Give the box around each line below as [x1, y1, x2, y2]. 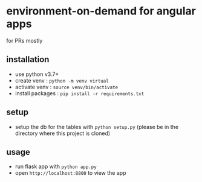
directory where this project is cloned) [15, 130, 111, 137]
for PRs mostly [6, 37, 43, 44]
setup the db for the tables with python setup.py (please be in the [15, 123, 179, 130]
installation [6, 54, 50, 64]
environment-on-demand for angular [6, 4, 197, 18]
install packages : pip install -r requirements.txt [15, 89, 145, 97]
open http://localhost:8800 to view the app [15, 169, 126, 177]
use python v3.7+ [15, 71, 59, 78]
